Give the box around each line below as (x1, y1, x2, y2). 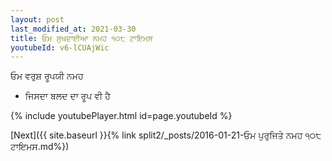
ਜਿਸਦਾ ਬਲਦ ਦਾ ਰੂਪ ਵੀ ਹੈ (24, 90, 111, 102)
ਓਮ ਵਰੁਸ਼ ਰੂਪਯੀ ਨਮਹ (10, 70, 84, 82)
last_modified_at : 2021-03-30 (10, 24, 137, 34)
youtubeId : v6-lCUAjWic (10, 42, 110, 53)
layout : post (10, 14, 65, 25)
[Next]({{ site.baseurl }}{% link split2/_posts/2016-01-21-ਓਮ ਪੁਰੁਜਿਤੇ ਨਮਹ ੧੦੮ (10, 129, 322, 141)
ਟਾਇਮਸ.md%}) (10, 141, 70, 153)
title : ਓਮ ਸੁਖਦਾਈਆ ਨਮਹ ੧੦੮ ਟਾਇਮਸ (10, 33, 153, 43)
